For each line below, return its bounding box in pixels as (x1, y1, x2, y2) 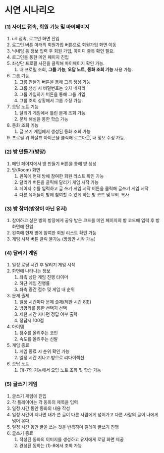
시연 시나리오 (4, 4, 55, 16)
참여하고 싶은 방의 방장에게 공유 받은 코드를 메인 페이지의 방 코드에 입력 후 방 (11, 218, 160, 224)
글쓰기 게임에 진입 (11, 393, 47, 399)
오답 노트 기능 (11, 104, 39, 110)
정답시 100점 (19, 318, 44, 324)
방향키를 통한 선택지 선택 (19, 305, 67, 311)
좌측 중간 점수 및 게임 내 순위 (19, 286, 75, 292)
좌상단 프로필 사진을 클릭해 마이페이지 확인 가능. (11, 60, 105, 66)
